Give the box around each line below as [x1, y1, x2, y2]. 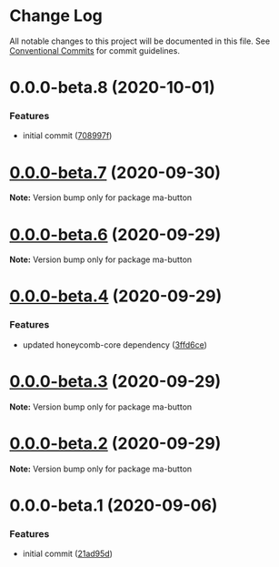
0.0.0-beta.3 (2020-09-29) [9, 370, 222, 391]
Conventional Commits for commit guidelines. [9, 45, 180, 56]
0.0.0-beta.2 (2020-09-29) [9, 433, 222, 453]
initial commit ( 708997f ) [22, 130, 113, 141]
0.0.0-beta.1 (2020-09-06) [9, 495, 218, 515]
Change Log [9, 5, 103, 26]
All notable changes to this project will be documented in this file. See [9, 35, 271, 46]
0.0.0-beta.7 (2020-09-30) [9, 162, 221, 183]
